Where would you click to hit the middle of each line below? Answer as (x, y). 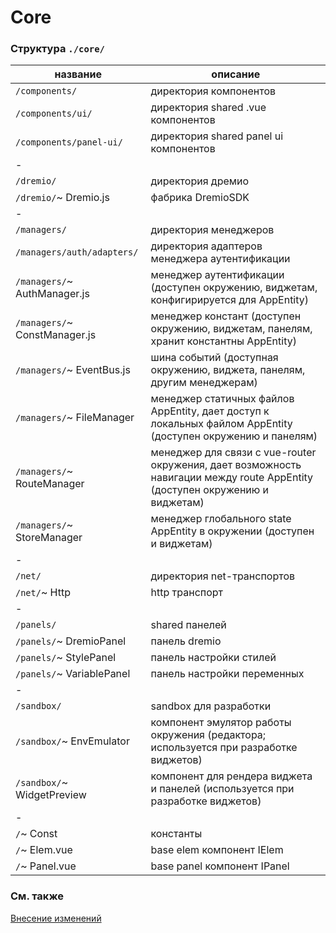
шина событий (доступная (214, 358)
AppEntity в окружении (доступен (232, 531)
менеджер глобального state (221, 519)
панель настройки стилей (213, 658)
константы (176, 834)
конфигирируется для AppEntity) (230, 300)
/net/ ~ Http (43, 593)
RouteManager (50, 484)
